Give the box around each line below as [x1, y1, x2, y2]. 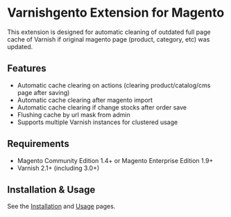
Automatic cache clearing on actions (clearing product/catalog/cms [17, 81, 211, 89]
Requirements [7, 138, 69, 150]
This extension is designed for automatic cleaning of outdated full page [7, 28, 211, 36]
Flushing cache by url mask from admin [17, 110, 130, 119]
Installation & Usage [7, 184, 96, 196]
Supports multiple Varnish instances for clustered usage [17, 118, 178, 126]
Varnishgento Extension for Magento [7, 5, 225, 21]
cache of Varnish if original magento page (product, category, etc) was [7, 35, 210, 43]
